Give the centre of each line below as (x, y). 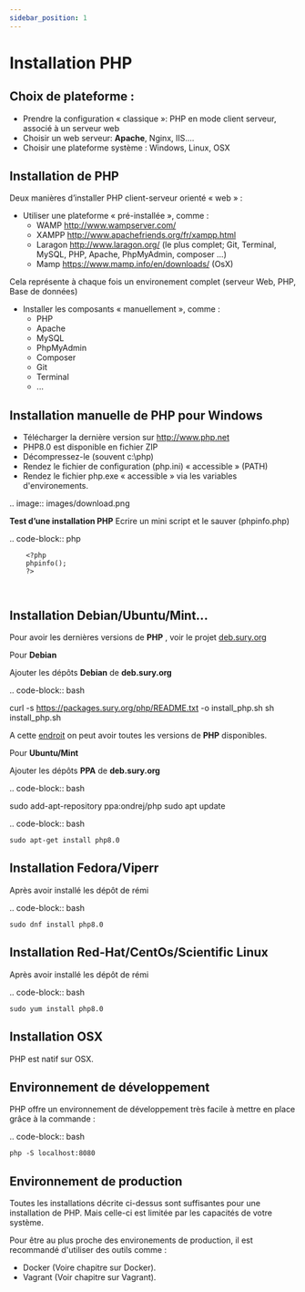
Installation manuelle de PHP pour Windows (136, 415)
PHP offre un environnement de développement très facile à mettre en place (152, 1110)
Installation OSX (56, 1037)
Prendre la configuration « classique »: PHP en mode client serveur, (149, 119)
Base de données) (44, 292)
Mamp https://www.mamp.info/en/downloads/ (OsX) (135, 264)
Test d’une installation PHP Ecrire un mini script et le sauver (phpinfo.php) (149, 522)
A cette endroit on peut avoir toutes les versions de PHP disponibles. (138, 736)
